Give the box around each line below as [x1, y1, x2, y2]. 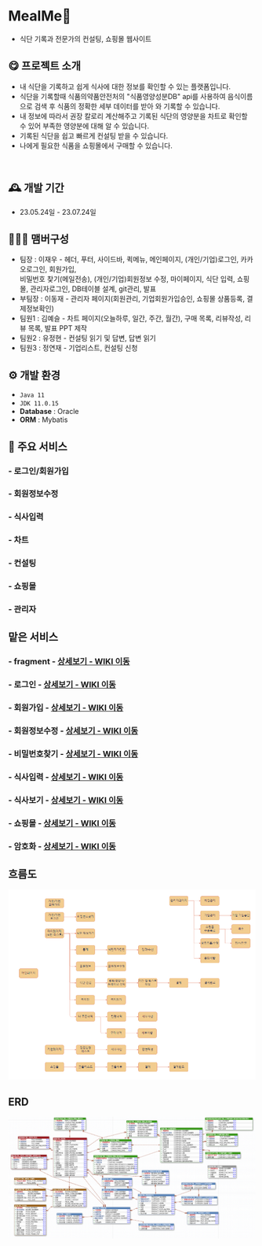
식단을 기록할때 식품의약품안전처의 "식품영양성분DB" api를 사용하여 [19, 91, 226, 101]
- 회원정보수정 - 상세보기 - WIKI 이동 [8, 726, 139, 737]
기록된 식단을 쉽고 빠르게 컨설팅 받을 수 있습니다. [19, 131, 169, 140]
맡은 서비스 [8, 630, 59, 644]
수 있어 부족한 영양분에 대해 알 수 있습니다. [19, 121, 150, 131]
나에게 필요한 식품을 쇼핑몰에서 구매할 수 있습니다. [19, 141, 173, 150]
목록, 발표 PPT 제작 [27, 324, 88, 333]
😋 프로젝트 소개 [8, 59, 81, 73]
